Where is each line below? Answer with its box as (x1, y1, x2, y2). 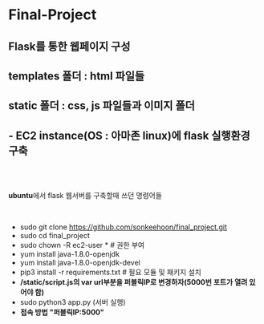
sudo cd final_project (19, 231, 90, 241)
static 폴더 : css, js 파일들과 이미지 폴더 (8, 99, 195, 113)
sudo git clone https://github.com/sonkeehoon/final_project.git (19, 222, 227, 232)
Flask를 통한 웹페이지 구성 (8, 39, 131, 53)
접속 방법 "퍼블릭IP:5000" (19, 307, 104, 318)
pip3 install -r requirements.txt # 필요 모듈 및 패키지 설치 (19, 267, 202, 277)
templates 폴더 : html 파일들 (8, 69, 145, 83)
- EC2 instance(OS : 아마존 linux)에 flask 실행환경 (8, 128, 250, 142)
